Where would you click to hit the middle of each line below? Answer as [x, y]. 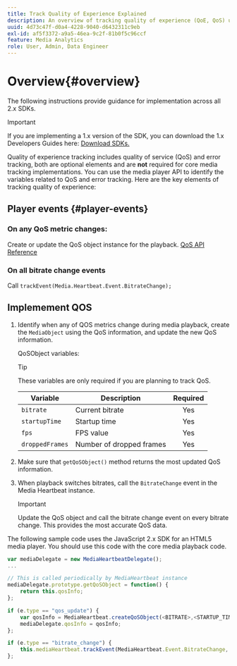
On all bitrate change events [56, 270]
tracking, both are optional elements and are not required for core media [113, 164]
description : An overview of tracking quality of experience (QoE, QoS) [116, 20]
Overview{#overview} [74, 81]
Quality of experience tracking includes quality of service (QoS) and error [114, 156]
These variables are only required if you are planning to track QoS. [114, 381]
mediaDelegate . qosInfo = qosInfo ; [71, 624]
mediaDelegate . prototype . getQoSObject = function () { [88, 585]
